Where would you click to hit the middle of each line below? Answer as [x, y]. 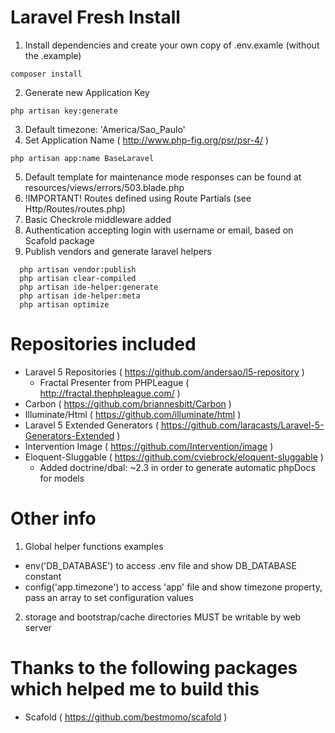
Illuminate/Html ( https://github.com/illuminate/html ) [133, 414]
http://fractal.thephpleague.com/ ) [110, 393]
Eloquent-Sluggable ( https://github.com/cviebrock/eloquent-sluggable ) [174, 457]
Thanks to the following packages [154, 668]
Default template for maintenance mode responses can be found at [163, 177]
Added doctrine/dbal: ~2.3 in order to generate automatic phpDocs [177, 467]
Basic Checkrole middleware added [98, 219]
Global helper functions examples [94, 546]
